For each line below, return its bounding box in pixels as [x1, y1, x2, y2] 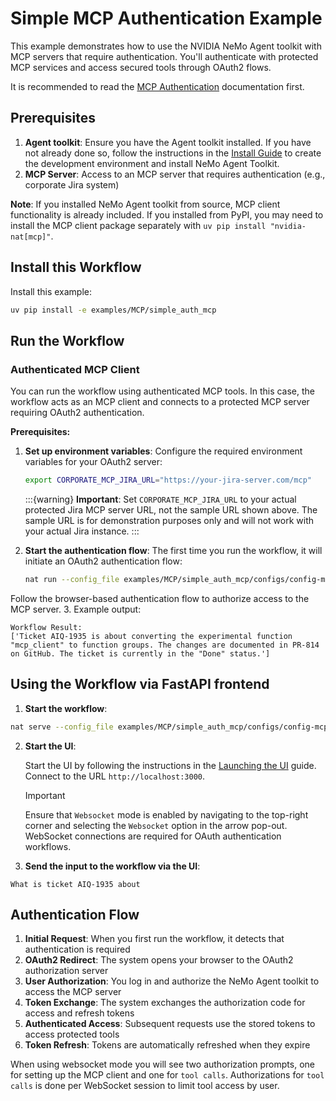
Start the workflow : [24, 702, 108, 714]
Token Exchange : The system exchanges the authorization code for [24, 997, 306, 1009]
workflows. [24, 840, 72, 852]
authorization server [24, 965, 109, 977]
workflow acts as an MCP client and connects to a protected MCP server [10, 396, 310, 408]
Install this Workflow [10, 259, 142, 276]
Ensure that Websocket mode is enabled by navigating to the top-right [24, 808, 309, 821]
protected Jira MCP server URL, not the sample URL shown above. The [24, 504, 318, 516]
